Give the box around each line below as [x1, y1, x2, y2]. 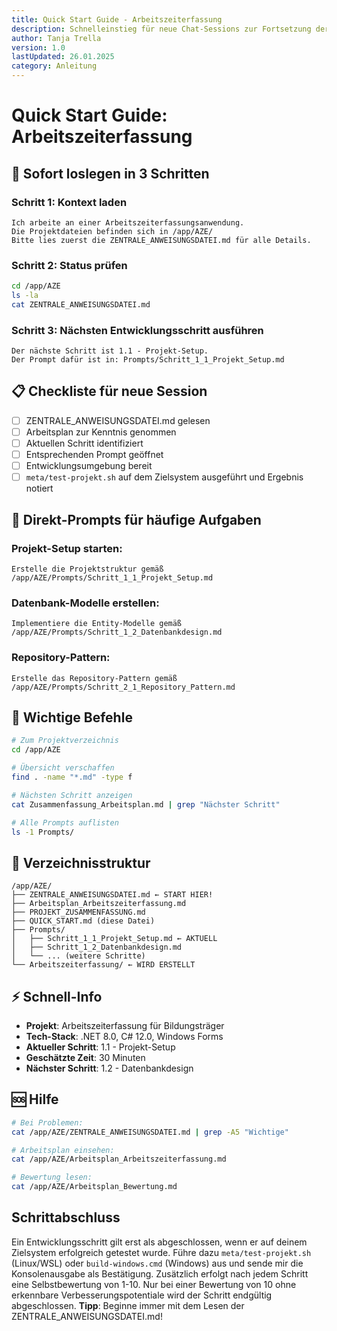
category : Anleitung [11, 61, 98, 71]
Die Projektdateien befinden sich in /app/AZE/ [11, 226, 214, 236]
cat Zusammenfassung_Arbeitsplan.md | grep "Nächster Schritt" [11, 799, 281, 810]
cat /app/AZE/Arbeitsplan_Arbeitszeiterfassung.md [11, 1154, 227, 1165]
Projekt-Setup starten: [11, 541, 123, 555]
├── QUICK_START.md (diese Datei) [11, 916, 156, 926]
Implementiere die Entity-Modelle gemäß [11, 619, 183, 629]
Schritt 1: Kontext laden [11, 195, 128, 209]
